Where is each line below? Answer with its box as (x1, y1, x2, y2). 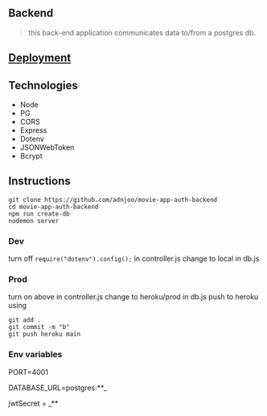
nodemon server (8, 216, 60, 224)
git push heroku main (8, 330, 81, 339)
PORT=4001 (8, 367, 48, 377)
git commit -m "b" (8, 323, 70, 332)
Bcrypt (19, 151, 43, 161)
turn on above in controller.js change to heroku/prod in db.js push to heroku (8, 292, 259, 302)
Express (19, 126, 47, 135)
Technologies (8, 78, 79, 92)
